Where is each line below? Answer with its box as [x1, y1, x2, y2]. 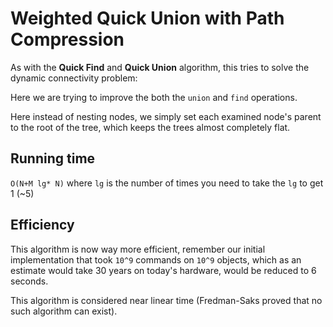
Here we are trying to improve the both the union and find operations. [10, 91, 298, 103]
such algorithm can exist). [10, 305, 118, 317]
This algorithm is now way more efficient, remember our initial [10, 243, 266, 255]
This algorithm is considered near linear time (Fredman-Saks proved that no [10, 294, 323, 306]
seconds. [10, 275, 49, 287]
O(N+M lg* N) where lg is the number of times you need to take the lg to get [10, 177, 324, 189]
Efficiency [10, 217, 75, 234]
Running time [10, 150, 96, 167]
